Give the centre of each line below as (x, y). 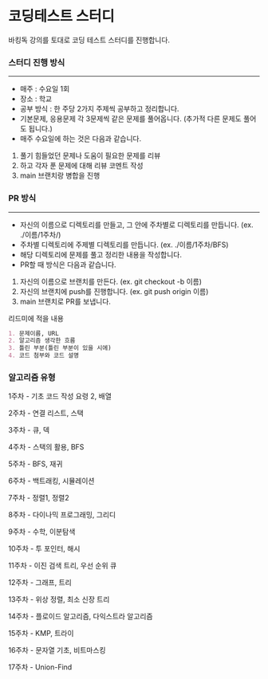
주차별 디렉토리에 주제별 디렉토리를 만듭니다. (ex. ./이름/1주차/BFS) (124, 245)
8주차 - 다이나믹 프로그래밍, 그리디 (62, 515)
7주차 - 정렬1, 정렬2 (39, 498)
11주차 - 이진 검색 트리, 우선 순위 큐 (63, 566)
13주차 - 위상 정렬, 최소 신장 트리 (59, 599)
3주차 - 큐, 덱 (29, 430)
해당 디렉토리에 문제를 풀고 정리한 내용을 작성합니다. (100, 254)
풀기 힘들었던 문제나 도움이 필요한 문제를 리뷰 (90, 155)
